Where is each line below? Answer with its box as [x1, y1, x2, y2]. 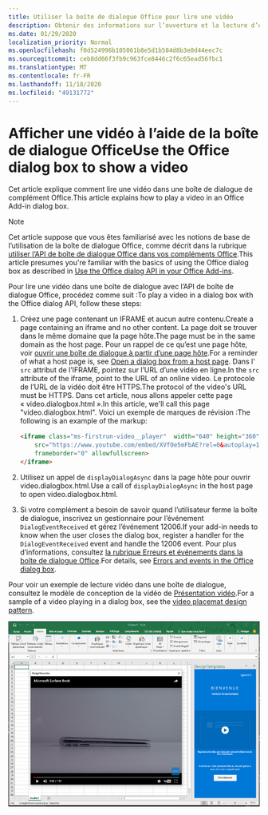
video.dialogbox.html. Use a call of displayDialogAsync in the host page [19, 480, 254, 491]
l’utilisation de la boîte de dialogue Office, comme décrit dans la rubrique [8, 241, 247, 251]
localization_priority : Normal [8, 38, 112, 46]
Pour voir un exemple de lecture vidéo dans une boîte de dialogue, [8, 579, 227, 589]
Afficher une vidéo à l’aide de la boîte [8, 124, 259, 142]
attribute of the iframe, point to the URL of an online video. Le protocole [19, 374, 255, 384]
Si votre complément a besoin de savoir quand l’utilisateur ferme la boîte [19, 504, 258, 515]
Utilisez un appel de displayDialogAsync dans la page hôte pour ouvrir [19, 472, 251, 482]
